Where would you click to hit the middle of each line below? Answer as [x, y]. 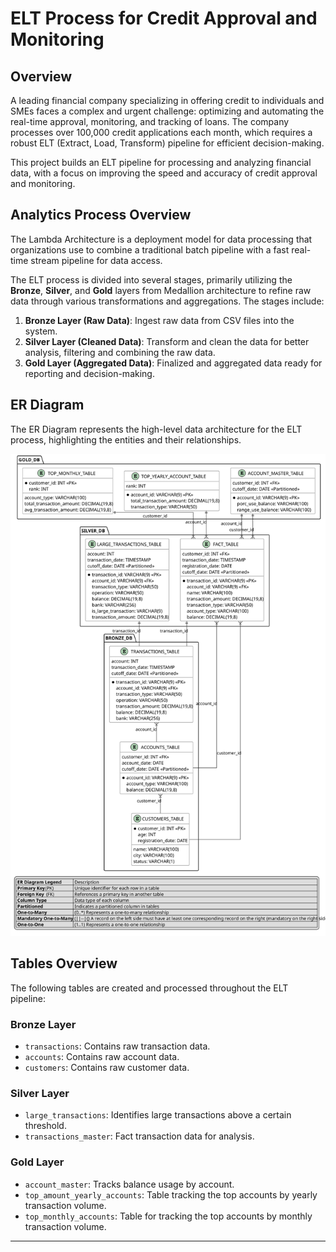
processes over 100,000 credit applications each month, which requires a [161, 132]
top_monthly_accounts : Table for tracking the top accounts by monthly [168, 1216]
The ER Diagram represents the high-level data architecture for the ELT [156, 429]
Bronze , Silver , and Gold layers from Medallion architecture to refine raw [161, 290]
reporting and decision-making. [89, 373]
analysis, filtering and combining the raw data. [120, 352]
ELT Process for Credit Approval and [164, 18]
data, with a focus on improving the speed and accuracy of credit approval [164, 173]
